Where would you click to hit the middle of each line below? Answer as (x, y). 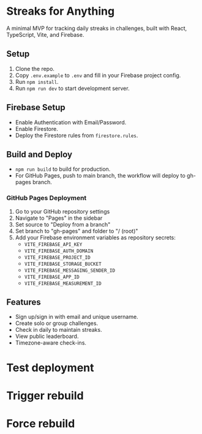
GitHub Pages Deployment (47, 198)
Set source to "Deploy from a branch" (63, 224)
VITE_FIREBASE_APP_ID (52, 277)
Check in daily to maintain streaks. (58, 330)
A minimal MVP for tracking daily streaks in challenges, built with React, (97, 28)
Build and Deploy (39, 154)
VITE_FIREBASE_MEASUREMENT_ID (63, 283)
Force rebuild (41, 424)
